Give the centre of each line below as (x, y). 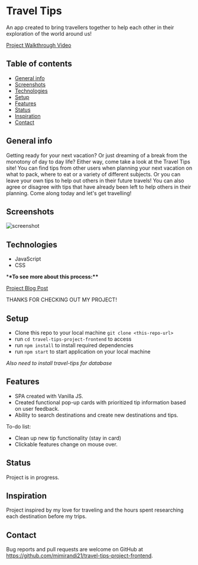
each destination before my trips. (46, 516)
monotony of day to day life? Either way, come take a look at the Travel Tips (98, 161)
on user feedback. (37, 408)
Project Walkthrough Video (39, 45)
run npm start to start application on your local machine (82, 352)
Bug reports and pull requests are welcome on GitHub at (75, 550)
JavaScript (28, 259)
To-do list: (19, 426)
